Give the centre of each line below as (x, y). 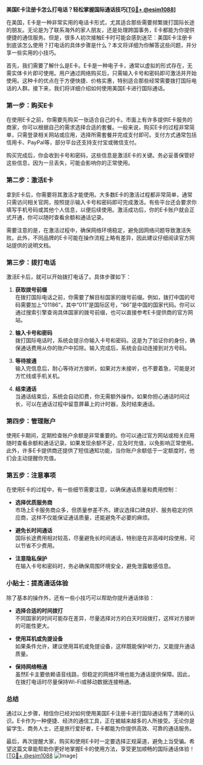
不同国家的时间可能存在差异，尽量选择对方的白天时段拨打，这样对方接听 (105, 618)
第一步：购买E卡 (30, 105)
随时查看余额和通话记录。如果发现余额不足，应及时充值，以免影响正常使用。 (101, 443)
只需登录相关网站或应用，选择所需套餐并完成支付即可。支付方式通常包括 (107, 135)
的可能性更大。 (34, 626)
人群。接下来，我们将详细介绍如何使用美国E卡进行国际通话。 (92, 88)
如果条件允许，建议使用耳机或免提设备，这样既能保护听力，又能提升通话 (105, 646)
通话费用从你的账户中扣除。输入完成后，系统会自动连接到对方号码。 (105, 348)
